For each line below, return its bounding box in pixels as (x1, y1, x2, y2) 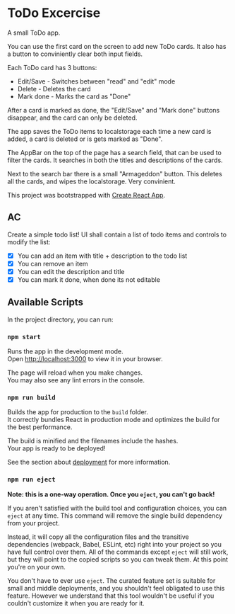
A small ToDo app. (7, 28, 61, 37)
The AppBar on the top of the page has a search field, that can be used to (7, 148, 222, 157)
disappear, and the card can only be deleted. (7, 113, 138, 122)
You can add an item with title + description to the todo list (17, 251, 188, 260)
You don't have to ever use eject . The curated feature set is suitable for (7, 576, 216, 585)
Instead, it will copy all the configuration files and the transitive (7, 533, 189, 541)
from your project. (7, 518, 60, 527)
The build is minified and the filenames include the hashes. (7, 437, 179, 445)
